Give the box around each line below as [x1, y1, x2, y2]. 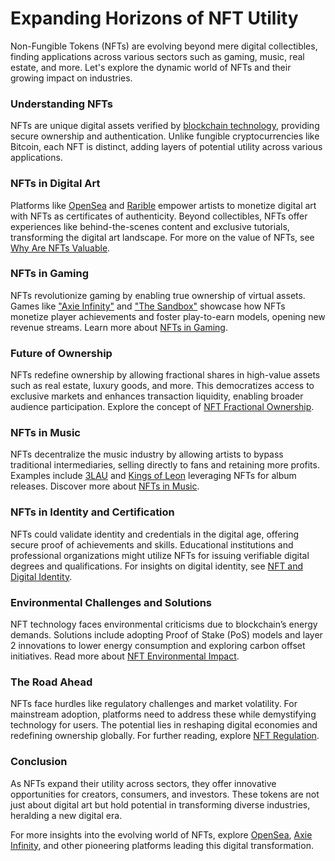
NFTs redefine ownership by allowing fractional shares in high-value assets [10, 369, 321, 381]
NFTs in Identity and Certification [10, 505, 175, 519]
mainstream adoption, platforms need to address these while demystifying [10, 708, 317, 721]
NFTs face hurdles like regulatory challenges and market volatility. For [10, 698, 298, 710]
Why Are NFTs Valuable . [10, 242, 111, 254]
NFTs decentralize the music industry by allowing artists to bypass [10, 448, 284, 461]
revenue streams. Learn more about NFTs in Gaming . [10, 321, 228, 333]
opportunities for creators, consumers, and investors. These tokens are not [10, 788, 320, 800]
